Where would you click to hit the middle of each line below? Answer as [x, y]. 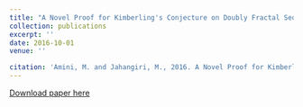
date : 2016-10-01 [42, 43]
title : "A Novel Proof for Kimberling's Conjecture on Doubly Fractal [145, 18]
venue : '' [28, 51]
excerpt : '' [32, 34]
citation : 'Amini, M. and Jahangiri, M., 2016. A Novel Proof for [137, 67]
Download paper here [50, 93]
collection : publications [58, 26]
